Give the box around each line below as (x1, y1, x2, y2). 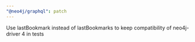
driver (6, 30, 21, 37)
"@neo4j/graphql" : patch (6, 8, 67, 14)
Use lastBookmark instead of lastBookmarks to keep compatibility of (6, 24, 172, 31)
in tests (26, 30, 44, 37)
